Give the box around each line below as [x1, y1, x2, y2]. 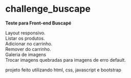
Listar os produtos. [5, 35, 45, 41]
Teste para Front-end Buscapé [5, 20, 72, 26]
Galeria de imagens [5, 51, 47, 58]
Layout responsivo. [5, 30, 46, 36]
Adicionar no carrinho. [5, 40, 53, 46]
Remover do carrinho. [5, 46, 51, 52]
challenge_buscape [5, 3, 91, 15]
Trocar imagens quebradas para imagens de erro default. [5, 57, 126, 63]
